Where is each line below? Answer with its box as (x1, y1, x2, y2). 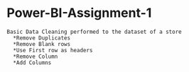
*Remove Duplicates (13, 34, 71, 42)
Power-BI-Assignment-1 (6, 5, 152, 21)
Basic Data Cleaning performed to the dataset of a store (6, 28, 182, 35)
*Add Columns (13, 59, 52, 66)
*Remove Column (13, 53, 58, 60)
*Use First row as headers (13, 47, 93, 54)
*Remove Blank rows (13, 40, 71, 47)
